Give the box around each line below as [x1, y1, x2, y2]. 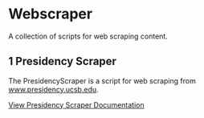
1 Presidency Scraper [8, 55, 116, 68]
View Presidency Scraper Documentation [8, 100, 145, 109]
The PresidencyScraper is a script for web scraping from [8, 75, 197, 85]
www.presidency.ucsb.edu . [8, 84, 99, 94]
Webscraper [8, 5, 93, 23]
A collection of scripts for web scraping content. [8, 31, 169, 41]
